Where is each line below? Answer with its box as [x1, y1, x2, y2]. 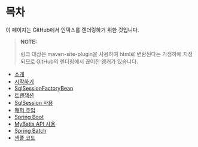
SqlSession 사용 [14, 99, 53, 106]
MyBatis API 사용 [14, 120, 56, 127]
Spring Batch [14, 127, 47, 134]
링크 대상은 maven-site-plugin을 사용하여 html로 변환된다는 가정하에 [20, 50, 182, 57]
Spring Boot [14, 113, 44, 120]
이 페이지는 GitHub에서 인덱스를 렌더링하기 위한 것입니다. [5, 26, 139, 33]
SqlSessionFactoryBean [14, 85, 74, 92]
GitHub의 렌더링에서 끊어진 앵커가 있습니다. [36, 58, 138, 65]
